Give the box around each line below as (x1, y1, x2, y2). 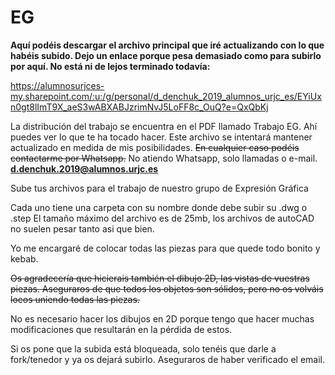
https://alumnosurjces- (10, 79, 105, 91)
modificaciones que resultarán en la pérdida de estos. (10, 323, 233, 335)
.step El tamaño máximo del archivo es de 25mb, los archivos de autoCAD (10, 212, 315, 224)
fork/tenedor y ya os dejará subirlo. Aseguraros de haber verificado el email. (10, 353, 325, 365)
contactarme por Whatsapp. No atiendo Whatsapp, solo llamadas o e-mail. (10, 152, 318, 164)
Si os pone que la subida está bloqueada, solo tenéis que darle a (10, 342, 277, 355)
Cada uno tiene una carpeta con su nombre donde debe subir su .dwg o (10, 201, 308, 213)
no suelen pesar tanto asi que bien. (10, 222, 155, 235)
